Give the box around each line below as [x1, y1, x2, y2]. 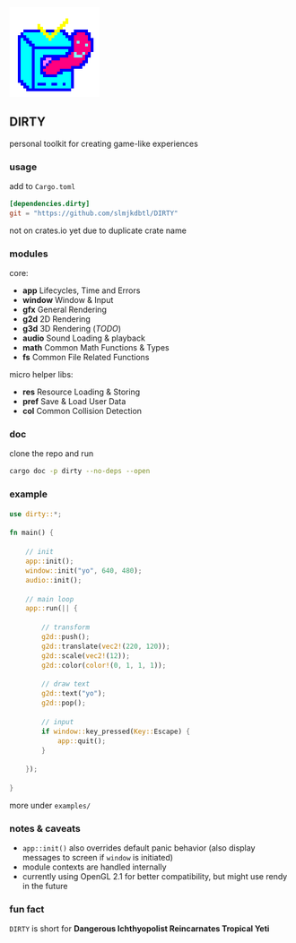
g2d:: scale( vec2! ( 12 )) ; [41, 651, 130, 661]
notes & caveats [9, 822, 81, 835]
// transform [41, 623, 91, 632]
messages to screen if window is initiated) [22, 852, 173, 863]
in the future [22, 881, 68, 892]
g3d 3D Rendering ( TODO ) [22, 324, 122, 334]
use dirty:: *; [9, 509, 63, 518]
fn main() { [9, 528, 54, 538]
